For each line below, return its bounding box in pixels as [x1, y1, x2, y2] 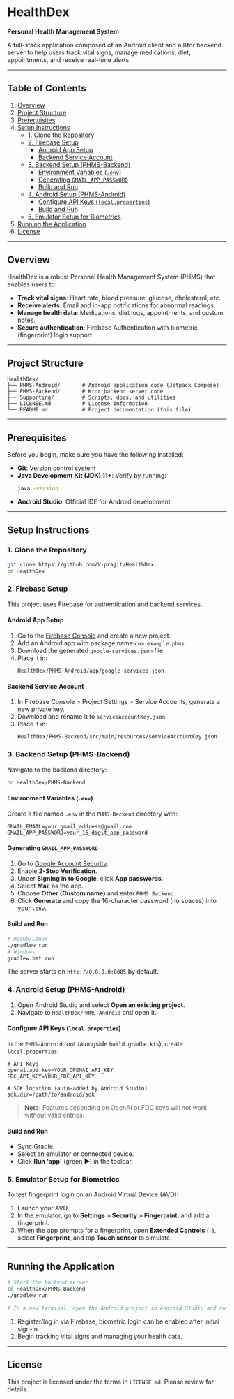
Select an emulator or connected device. [17, 1150, 134, 1158]
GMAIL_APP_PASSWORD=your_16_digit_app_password [7, 829, 148, 836]
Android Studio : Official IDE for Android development [17, 497, 171, 506]
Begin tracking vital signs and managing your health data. [17, 1332, 182, 1340]
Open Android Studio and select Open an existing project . [17, 1000, 185, 1009]
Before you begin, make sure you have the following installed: [7, 451, 184, 459]
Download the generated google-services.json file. [17, 647, 165, 654]
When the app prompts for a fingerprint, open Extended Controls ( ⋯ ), [17, 1226, 217, 1235]
